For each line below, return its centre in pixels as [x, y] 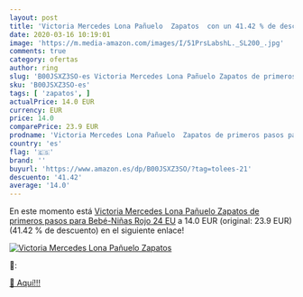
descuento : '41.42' [46, 177]
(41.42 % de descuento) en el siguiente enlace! [97, 230]
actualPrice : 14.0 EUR [52, 102]
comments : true [38, 51]
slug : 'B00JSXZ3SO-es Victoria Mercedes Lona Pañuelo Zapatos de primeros [153, 77]
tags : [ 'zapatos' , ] [50, 93]
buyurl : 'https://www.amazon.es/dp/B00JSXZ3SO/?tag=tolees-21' [131, 169]
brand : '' [28, 160]
